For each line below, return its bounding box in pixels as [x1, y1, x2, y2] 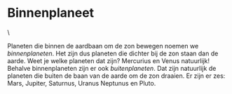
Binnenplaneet [7, 5, 95, 21]
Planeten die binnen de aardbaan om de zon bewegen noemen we [7, 41, 199, 50]
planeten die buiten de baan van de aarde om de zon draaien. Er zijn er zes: [7, 72, 226, 80]
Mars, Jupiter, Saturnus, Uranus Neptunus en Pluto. [7, 79, 156, 87]
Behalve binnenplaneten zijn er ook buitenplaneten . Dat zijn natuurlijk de [7, 64, 217, 72]
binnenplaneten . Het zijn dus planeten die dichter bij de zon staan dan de [7, 49, 219, 58]
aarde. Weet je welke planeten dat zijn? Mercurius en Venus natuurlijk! [7, 56, 210, 65]
